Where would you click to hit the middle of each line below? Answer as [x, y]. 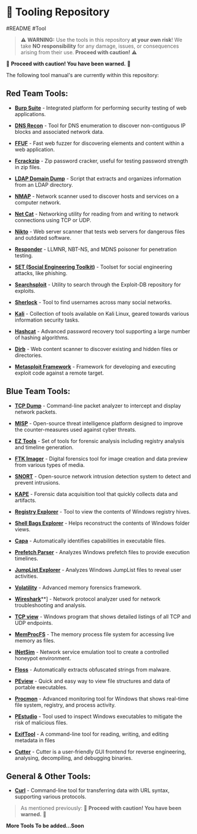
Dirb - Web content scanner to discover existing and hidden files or [96, 349]
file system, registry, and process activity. [65, 705]
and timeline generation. [44, 447]
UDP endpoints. [34, 623]
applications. [30, 114]
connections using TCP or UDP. [53, 220]
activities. [26, 576]
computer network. [38, 202]
